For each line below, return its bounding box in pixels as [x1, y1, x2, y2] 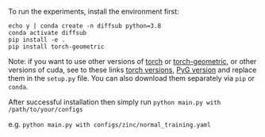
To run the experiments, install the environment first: [8, 7, 180, 16]
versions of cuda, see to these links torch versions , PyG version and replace [8, 65, 257, 74]
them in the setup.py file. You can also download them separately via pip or [8, 74, 255, 82]
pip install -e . [8, 36, 66, 44]
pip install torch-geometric [8, 43, 105, 51]
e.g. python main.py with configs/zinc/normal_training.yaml [8, 120, 212, 129]
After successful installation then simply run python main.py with [8, 97, 221, 106]
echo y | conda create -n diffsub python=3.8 [8, 22, 161, 30]
